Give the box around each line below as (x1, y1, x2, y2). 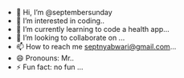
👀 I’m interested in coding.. (15, 16, 105, 25)
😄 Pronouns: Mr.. (15, 53, 75, 63)
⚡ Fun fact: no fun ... (15, 62, 84, 72)
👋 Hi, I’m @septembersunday (15, 8, 112, 17)
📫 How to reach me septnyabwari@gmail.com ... (15, 42, 177, 51)
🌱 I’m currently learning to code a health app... (15, 25, 170, 33)
